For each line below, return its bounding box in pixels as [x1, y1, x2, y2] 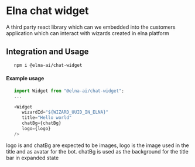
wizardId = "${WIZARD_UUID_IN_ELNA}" [21, 110, 109, 115]
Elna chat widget [6, 4, 89, 18]
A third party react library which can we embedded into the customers [6, 23, 176, 30]
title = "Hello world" [21, 115, 72, 121]
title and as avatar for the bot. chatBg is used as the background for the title [6, 148, 189, 155]
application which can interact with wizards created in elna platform [6, 29, 170, 36]
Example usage [6, 75, 45, 82]
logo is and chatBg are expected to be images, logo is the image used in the [6, 142, 189, 149]
